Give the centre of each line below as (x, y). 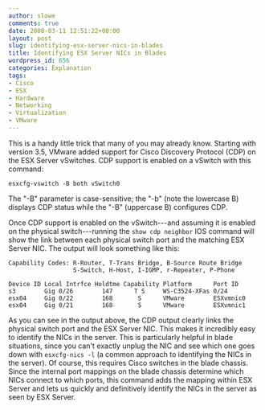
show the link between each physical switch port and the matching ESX (126, 240)
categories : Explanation (50, 68)
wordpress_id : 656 (39, 61)
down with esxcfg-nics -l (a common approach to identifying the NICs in (130, 354)
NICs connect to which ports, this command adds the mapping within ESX (130, 379)
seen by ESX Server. (42, 397)
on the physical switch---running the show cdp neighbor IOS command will (131, 231)
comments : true (34, 23)
